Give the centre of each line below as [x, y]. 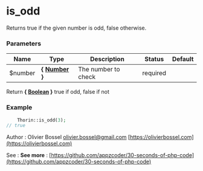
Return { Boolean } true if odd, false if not [58, 92]
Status [154, 59]
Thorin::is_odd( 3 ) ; [42, 120]
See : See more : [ [29, 155]
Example [19, 108]
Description [107, 59]
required [154, 73]
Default [183, 59]
